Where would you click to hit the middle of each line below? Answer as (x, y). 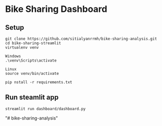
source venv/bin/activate (32, 73)
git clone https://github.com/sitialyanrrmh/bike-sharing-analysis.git (81, 39)
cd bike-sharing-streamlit (33, 43)
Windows (13, 56)
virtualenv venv (22, 48)
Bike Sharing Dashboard (56, 9)
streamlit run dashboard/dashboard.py (45, 109)
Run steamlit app (32, 97)
